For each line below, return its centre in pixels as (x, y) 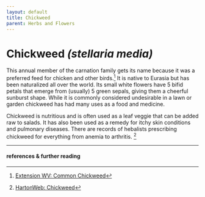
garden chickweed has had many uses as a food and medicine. (86, 104)
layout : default (27, 12)
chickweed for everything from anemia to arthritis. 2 (71, 136)
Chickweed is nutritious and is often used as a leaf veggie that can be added (103, 116)
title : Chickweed (28, 18)
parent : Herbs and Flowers (41, 23)
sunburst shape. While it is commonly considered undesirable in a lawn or (99, 97)
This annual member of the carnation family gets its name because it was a (101, 70)
